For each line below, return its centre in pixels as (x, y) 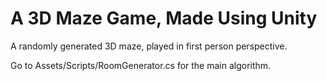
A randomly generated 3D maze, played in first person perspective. (149, 46)
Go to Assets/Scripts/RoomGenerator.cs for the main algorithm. (141, 65)
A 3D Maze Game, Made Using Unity (164, 18)
